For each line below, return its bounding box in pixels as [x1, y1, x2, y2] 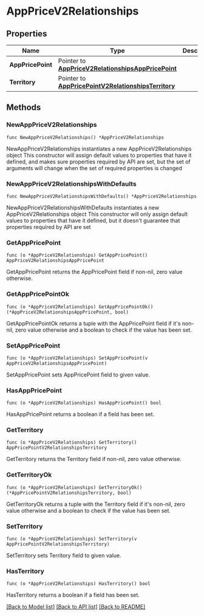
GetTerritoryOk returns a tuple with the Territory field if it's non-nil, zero [6, 500, 185, 508]
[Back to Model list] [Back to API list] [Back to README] [6, 603, 146, 611]
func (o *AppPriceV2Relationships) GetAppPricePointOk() [6, 304, 154, 310]
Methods [6, 102, 41, 113]
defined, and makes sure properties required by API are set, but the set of [6, 158, 191, 165]
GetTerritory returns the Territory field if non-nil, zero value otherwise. [6, 456, 182, 463]
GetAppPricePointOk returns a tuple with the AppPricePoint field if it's [6, 320, 181, 327]
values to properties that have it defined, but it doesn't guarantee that [6, 217, 180, 224]
